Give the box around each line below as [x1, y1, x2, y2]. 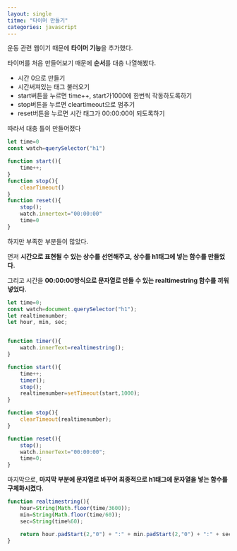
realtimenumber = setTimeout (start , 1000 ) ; [20, 390, 140, 397]
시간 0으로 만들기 [17, 74, 66, 82]
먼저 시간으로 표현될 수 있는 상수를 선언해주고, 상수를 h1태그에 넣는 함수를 [7, 252, 207, 260]
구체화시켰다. [7, 484, 44, 492]
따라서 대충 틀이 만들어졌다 [7, 124, 81, 133]
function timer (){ [7, 337, 61, 345]
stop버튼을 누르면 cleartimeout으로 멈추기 [17, 100, 135, 109]
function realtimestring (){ [7, 498, 90, 506]
